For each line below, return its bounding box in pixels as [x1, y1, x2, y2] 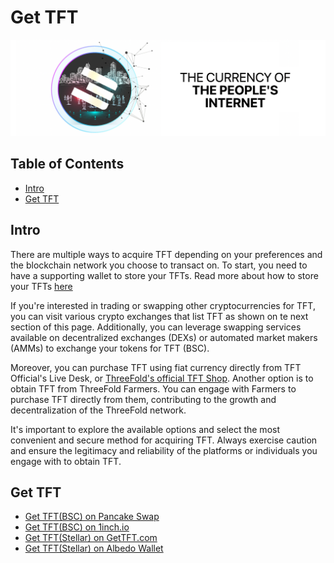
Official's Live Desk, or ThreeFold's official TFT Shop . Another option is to [10, 372, 314, 384]
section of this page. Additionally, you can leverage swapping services [10, 321, 302, 333]
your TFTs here [10, 280, 73, 292]
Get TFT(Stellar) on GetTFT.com [24, 532, 158, 544]
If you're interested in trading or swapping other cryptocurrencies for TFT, [10, 299, 316, 311]
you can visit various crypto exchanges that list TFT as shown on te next [10, 310, 309, 322]
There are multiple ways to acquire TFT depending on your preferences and [10, 248, 323, 260]
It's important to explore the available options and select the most [10, 423, 280, 435]
